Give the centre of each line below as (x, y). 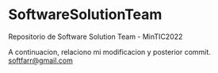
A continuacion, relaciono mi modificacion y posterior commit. (110, 52)
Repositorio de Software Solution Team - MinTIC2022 (96, 36)
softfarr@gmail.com (41, 60)
